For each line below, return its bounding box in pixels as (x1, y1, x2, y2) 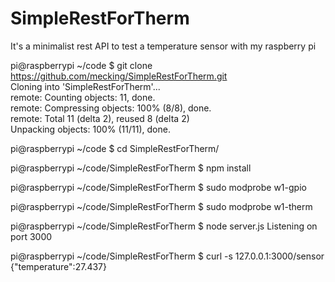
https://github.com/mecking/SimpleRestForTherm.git (10, 70, 228, 82)
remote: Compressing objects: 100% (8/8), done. (10, 102, 212, 114)
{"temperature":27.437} (10, 260, 107, 272)
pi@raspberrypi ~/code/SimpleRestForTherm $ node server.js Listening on (10, 220, 318, 232)
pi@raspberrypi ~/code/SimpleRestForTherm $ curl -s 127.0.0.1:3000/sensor (10, 250, 325, 262)
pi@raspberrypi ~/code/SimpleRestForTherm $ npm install (10, 162, 252, 174)
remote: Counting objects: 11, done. (10, 91, 156, 103)
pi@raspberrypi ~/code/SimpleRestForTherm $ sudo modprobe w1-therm (10, 200, 313, 212)
